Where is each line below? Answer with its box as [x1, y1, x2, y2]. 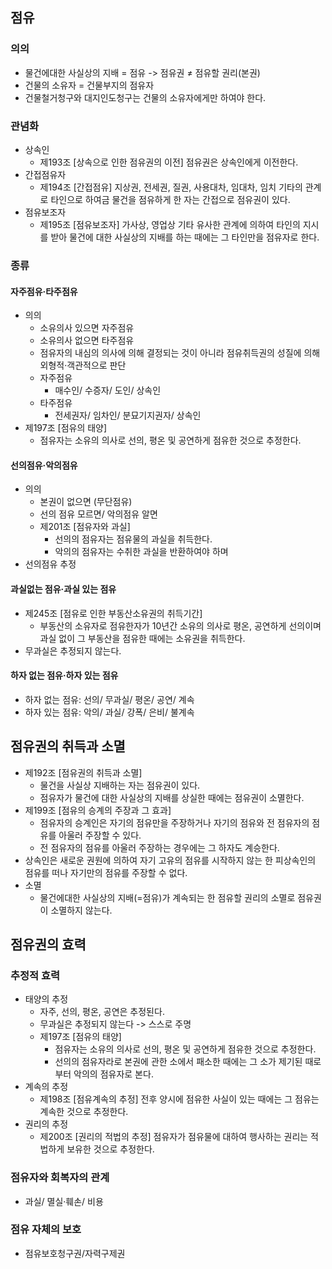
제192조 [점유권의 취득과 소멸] [24, 766, 143, 778]
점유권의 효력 [10, 936, 87, 953]
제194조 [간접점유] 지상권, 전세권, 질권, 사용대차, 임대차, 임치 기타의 [39, 181, 303, 193]
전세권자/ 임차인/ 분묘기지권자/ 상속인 [54, 409, 202, 422]
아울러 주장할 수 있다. [58, 829, 142, 841]
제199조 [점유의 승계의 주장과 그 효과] [24, 804, 172, 816]
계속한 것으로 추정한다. [39, 1106, 129, 1118]
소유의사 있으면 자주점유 [39, 322, 135, 334]
